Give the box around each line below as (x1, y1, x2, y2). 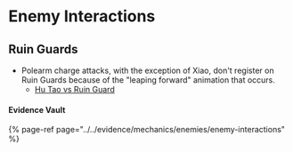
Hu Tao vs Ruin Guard (34, 84, 115, 94)
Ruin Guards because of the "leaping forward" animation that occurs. (20, 75, 275, 85)
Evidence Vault (8, 104, 66, 115)
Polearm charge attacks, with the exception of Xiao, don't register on (20, 65, 274, 76)
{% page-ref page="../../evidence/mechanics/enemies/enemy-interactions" (8, 124, 286, 135)
